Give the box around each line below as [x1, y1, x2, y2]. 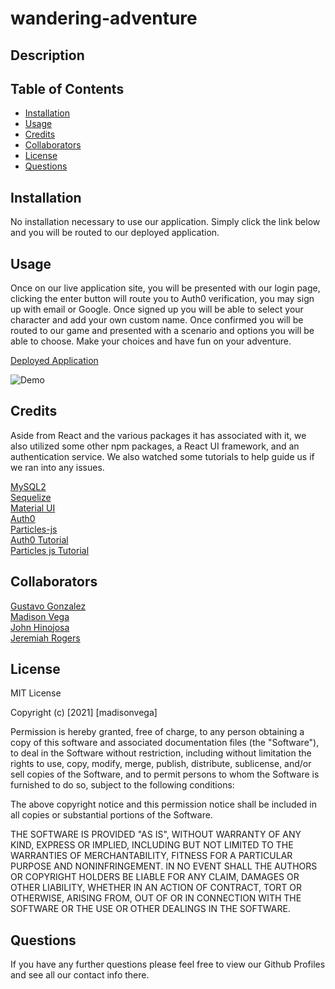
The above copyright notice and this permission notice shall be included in [10, 798, 317, 811]
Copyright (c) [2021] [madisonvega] [10, 707, 158, 719]
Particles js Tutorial [10, 544, 90, 556]
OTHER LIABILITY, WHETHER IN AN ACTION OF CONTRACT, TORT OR [10, 882, 302, 894]
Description [10, 47, 85, 64]
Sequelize [10, 491, 52, 503]
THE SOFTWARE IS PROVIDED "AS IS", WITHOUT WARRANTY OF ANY [10, 828, 302, 841]
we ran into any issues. [10, 461, 105, 473]
